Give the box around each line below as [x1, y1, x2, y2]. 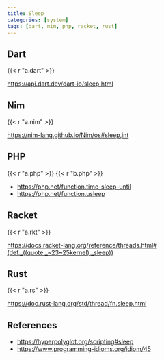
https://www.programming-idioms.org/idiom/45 [16, 345, 152, 353]
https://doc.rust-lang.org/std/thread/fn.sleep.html [7, 300, 147, 308]
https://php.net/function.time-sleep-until [16, 182, 132, 191]
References [7, 320, 57, 331]
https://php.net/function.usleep [16, 189, 106, 197]
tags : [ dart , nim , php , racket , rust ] [7, 23, 118, 29]
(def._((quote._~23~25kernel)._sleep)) [7, 248, 114, 256]
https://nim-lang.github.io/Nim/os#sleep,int [7, 131, 129, 139]
